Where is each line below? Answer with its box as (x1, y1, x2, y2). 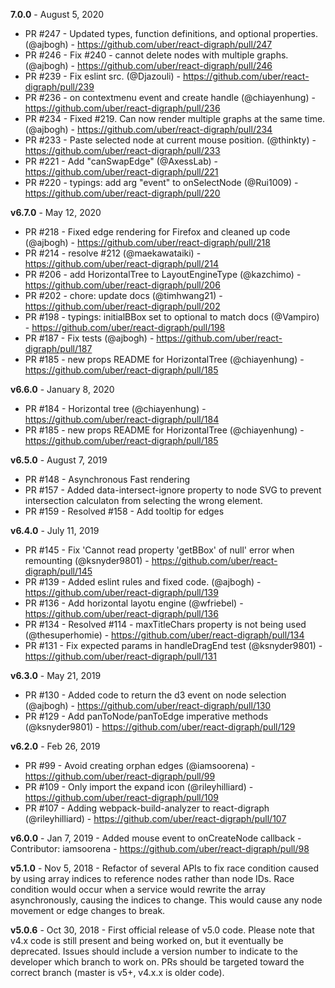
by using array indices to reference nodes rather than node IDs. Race (10, 873, 295, 884)
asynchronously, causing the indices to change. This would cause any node (10, 894, 323, 906)
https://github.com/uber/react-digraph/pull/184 (24, 414, 220, 425)
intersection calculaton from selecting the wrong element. (24, 495, 263, 506)
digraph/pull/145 (24, 565, 93, 577)
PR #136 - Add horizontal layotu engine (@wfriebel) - (24, 597, 244, 609)
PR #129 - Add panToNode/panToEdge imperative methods (24, 710, 269, 722)
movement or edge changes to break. (10, 905, 166, 916)
